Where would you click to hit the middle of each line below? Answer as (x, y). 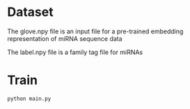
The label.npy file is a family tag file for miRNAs (75, 52)
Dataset (30, 12)
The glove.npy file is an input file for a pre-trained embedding (95, 31)
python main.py (29, 99)
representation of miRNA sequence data (65, 38)
